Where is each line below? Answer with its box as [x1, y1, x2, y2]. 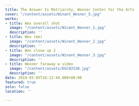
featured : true [5, 80, 36, 85]
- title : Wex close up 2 [5, 48, 56, 53]
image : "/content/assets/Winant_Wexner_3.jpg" [9, 52, 106, 58]
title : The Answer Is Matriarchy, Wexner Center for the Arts [5, 7, 135, 12]
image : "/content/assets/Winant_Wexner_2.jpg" [9, 39, 106, 44]
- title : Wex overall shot [5, 21, 60, 26]
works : [5, 16, 19, 21]
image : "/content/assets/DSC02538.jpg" [9, 66, 91, 71]
